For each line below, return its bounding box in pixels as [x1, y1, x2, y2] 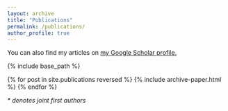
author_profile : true [7, 29, 70, 37]
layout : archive [7, 10, 54, 17]
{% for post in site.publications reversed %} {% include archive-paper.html [7, 76, 222, 84]
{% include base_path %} [7, 62, 81, 70]
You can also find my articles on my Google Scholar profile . [7, 49, 177, 57]
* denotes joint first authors [7, 96, 86, 105]
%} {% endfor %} [7, 83, 58, 91]
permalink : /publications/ [7, 23, 85, 30]
